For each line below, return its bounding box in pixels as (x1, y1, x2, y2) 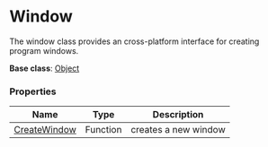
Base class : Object (9, 63, 80, 73)
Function (85, 124, 122, 136)
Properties (9, 85, 57, 98)
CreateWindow (13, 124, 76, 136)
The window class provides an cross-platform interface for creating (9, 36, 260, 47)
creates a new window (130, 124, 227, 136)
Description (152, 108, 204, 121)
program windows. (9, 45, 79, 56)
